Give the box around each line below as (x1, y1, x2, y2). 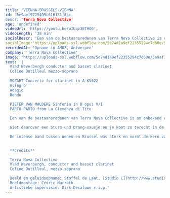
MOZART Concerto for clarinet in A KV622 (10, 78, 99, 83)
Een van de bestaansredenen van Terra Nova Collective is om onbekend (10, 116, 162, 121)
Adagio (10, 87, 24, 93)
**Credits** (10, 148, 35, 153)
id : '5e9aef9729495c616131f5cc (5, 12, 71, 17)
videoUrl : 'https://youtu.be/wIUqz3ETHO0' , (5, 26, 99, 31)
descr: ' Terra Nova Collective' (5, 17, 73, 22)
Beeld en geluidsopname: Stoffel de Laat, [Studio (10, 176, 119, 181)
